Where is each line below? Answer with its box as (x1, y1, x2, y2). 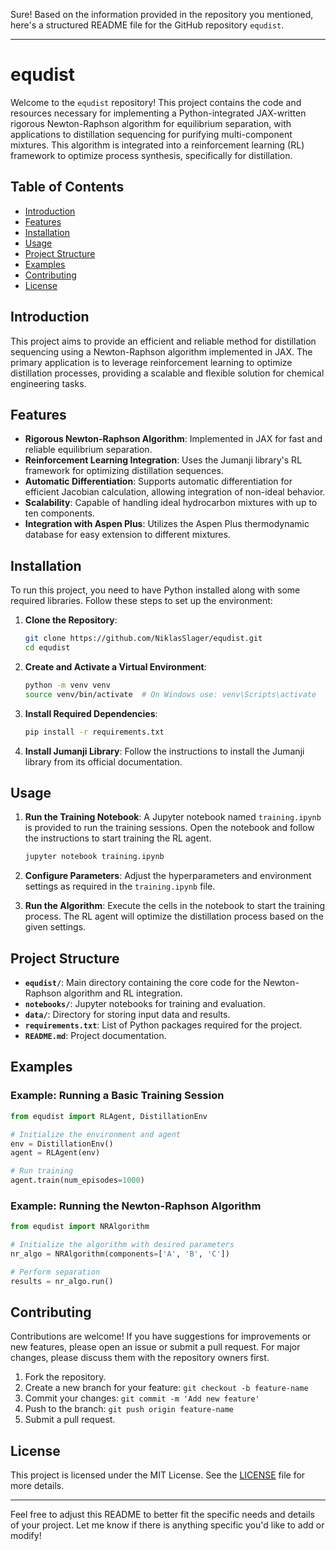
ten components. (24, 507, 95, 519)
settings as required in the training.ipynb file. (24, 880, 216, 893)
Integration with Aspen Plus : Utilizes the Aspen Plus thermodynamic (24, 518, 310, 530)
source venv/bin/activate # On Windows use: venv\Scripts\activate (24, 689, 317, 699)
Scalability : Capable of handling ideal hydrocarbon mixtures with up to (24, 497, 318, 509)
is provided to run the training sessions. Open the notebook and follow (24, 822, 315, 834)
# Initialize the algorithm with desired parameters (10, 1240, 235, 1250)
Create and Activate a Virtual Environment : (24, 660, 207, 673)
